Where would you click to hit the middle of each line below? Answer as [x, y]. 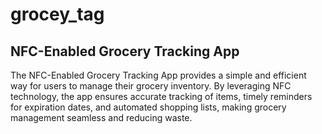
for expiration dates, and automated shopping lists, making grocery [148, 107]
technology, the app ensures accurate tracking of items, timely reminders [161, 96]
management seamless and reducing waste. [101, 117]
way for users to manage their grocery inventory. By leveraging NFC [151, 86]
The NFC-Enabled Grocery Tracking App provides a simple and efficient [158, 75]
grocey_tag [57, 14]
